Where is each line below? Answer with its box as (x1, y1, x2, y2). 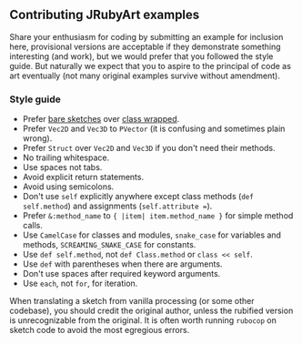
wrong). (22, 133, 53, 144)
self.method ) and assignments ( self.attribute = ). (22, 200, 213, 212)
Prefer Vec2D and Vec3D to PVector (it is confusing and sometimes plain (22, 123, 286, 135)
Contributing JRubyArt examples (9, 7, 200, 23)
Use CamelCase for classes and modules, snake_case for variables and (22, 229, 282, 240)
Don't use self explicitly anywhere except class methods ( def (22, 191, 255, 202)
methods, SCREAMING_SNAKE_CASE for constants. (22, 239, 196, 250)
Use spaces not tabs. (22, 162, 103, 173)
